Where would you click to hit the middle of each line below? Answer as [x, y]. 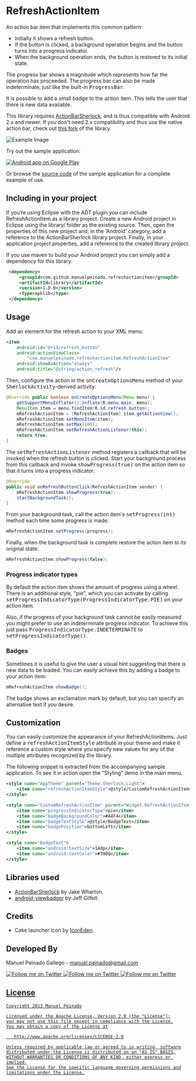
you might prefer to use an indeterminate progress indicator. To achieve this [97, 623]
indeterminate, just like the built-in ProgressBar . [65, 87]
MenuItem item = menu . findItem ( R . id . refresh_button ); [83, 408]
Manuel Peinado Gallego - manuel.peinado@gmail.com [72, 963]
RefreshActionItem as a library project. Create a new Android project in [91, 218]
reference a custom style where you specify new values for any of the [90, 749]
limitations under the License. [45, 1072]
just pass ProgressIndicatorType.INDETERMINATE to [74, 630]
